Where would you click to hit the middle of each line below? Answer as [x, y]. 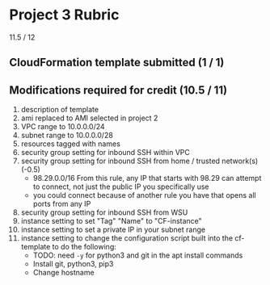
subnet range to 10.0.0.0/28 [67, 136]
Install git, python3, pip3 [73, 264]
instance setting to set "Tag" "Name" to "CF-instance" [112, 221]
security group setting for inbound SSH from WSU [104, 212]
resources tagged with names [70, 144]
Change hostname [64, 273]
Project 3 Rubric [64, 15]
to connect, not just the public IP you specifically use [121, 187]
